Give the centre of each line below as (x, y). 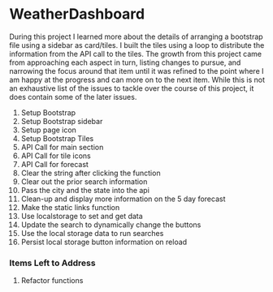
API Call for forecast (54, 164)
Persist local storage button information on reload (104, 242)
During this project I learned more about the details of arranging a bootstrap (136, 36)
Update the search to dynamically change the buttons (111, 225)
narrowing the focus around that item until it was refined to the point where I (136, 71)
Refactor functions (52, 281)
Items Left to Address (52, 263)
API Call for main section (62, 147)
